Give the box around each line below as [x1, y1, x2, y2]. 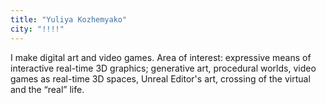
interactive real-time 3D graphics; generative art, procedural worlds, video [10, 62, 317, 74]
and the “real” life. [10, 83, 85, 95]
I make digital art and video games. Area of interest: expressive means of [10, 51, 312, 63]
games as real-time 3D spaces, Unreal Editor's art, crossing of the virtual [10, 72, 311, 85]
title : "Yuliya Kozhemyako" [10, 14, 128, 25]
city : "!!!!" [10, 24, 65, 34]
